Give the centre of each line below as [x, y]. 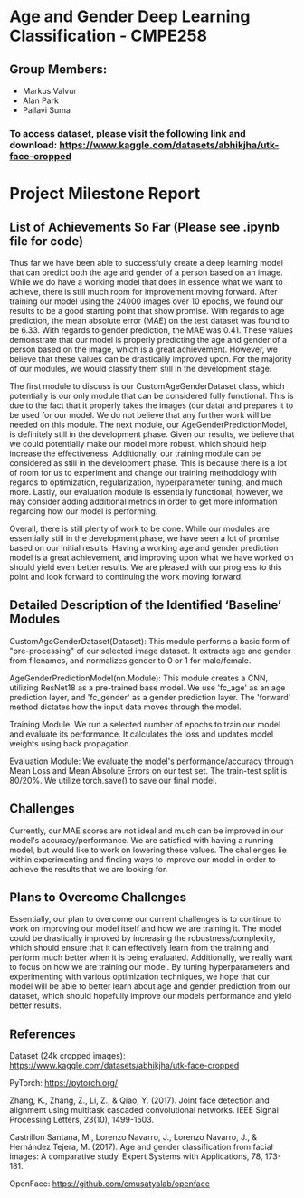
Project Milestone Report [105, 194]
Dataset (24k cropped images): [67, 1056]
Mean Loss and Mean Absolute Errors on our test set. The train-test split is [148, 770]
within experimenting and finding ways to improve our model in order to [142, 859]
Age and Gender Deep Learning [130, 17]
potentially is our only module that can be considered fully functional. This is [152, 395]
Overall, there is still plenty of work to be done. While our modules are [139, 528]
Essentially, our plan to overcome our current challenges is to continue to [146, 919]
